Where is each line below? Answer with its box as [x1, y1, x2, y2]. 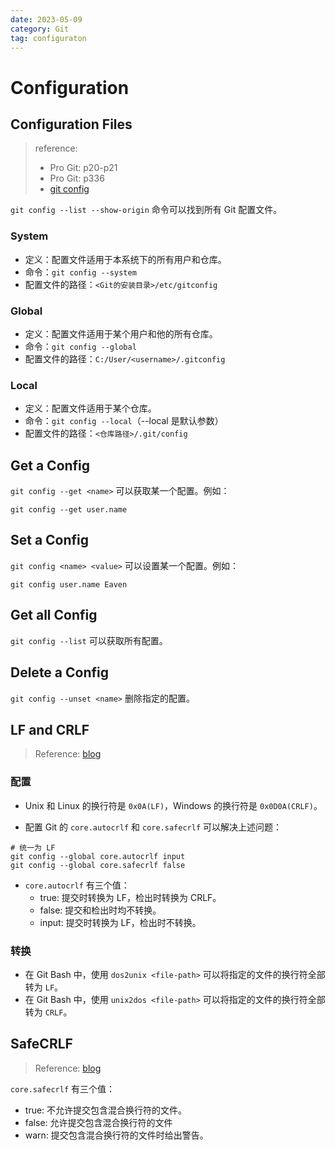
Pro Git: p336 [49, 172, 105, 185]
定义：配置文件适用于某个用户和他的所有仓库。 [24, 327, 218, 340]
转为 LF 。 [24, 981, 64, 993]
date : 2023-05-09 [10, 14, 83, 25]
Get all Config [10, 607, 98, 624]
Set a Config [10, 532, 90, 549]
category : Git [10, 24, 70, 34]
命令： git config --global [24, 340, 137, 352]
